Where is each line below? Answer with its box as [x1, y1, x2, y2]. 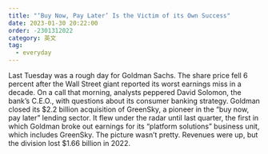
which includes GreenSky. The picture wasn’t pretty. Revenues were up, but [8, 130, 258, 140]
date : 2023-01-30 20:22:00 [8, 19, 98, 27]
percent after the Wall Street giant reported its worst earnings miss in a [8, 79, 242, 89]
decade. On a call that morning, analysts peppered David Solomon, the [8, 88, 242, 97]
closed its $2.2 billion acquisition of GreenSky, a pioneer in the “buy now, [8, 105, 250, 114]
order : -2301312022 [8, 26, 74, 34]
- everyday [15, 49, 52, 57]
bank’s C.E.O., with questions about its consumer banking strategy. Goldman [8, 97, 260, 105]
